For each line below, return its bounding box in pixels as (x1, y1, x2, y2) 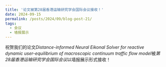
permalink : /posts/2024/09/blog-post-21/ (5, 16, 92, 21)
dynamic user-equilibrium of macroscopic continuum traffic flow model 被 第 (5, 50, 161, 56)
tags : (5, 21, 16, 26)
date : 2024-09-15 (5, 12, 41, 17)
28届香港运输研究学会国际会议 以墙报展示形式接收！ (5, 57, 111, 62)
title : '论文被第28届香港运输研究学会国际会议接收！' (5, 7, 104, 12)
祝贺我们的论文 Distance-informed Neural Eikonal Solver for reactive (5, 44, 145, 50)
